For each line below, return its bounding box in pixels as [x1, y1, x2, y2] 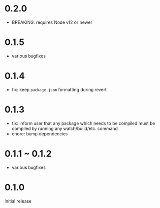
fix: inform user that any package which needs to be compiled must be [11, 120, 156, 126]
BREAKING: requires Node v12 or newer [11, 19, 93, 25]
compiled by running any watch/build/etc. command [11, 125, 118, 131]
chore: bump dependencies [11, 130, 68, 136]
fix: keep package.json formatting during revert [11, 86, 107, 92]
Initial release [4, 198, 32, 204]
